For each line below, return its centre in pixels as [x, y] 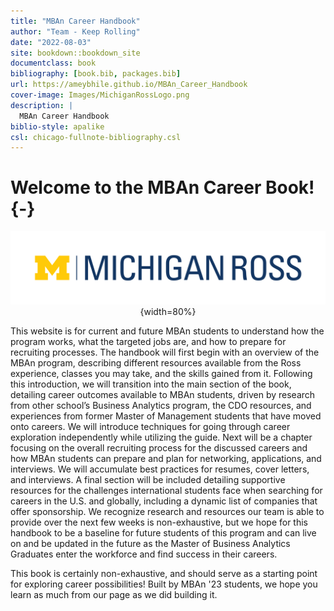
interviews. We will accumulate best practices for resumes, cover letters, [160, 469]
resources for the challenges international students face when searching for [166, 491]
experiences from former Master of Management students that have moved [166, 416]
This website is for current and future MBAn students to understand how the [167, 331]
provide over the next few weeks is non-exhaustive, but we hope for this [159, 522]
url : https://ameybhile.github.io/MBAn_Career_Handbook [129, 85]
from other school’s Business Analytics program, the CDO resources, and [161, 406]
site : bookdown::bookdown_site [75, 53]
